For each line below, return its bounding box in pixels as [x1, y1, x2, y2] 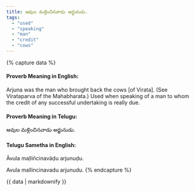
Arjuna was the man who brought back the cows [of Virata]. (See [6, 86, 168, 93]
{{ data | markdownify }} [6, 178, 67, 186]
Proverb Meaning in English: [6, 73, 79, 80]
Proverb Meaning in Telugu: [6, 113, 77, 120]
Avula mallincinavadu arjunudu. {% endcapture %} [6, 166, 132, 174]
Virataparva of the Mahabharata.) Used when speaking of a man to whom [6, 93, 190, 100]
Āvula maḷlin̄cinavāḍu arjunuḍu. [6, 155, 84, 162]
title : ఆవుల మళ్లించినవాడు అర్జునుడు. [6, 8, 89, 15]
